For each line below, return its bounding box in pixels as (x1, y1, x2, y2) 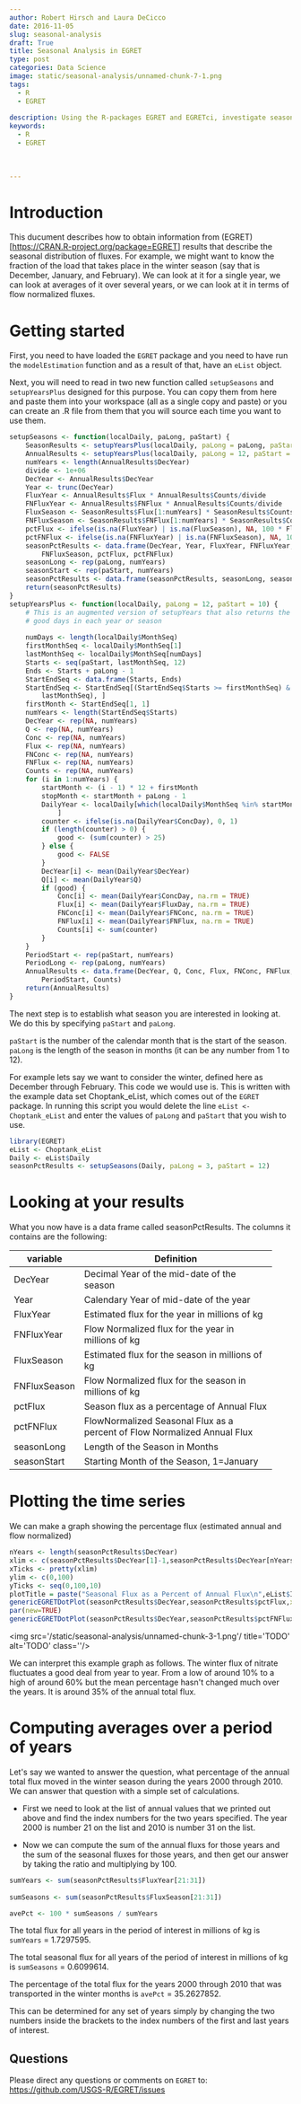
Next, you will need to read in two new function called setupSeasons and (9, 377, 275, 388)
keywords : (9, 122, 47, 131)
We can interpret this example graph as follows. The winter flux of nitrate (9, 1658, 279, 1668)
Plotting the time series (9, 1492, 186, 1511)
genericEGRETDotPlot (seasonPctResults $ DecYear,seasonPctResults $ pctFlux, (9, 1598, 291, 1607)
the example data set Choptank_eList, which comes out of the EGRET (9, 1090, 260, 1101)
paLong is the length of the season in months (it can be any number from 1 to (9, 1044, 290, 1055)
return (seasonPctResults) (25, 583, 123, 592)
